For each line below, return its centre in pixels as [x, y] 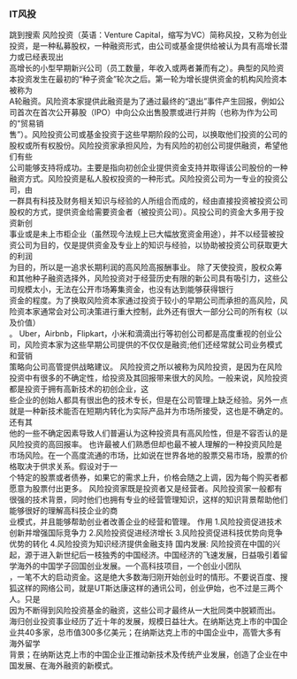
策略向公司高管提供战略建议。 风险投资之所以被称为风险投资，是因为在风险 [146, 367]
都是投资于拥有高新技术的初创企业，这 [79, 389]
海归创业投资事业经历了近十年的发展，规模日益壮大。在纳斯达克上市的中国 [145, 621]
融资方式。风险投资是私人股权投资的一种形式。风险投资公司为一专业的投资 [145, 179]
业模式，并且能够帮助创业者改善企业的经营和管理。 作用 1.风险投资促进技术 [146, 522]
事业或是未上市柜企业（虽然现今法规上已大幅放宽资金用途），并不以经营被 [143, 234]
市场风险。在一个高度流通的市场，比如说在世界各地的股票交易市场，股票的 [145, 455]
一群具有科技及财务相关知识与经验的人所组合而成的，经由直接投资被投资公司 [148, 201]
